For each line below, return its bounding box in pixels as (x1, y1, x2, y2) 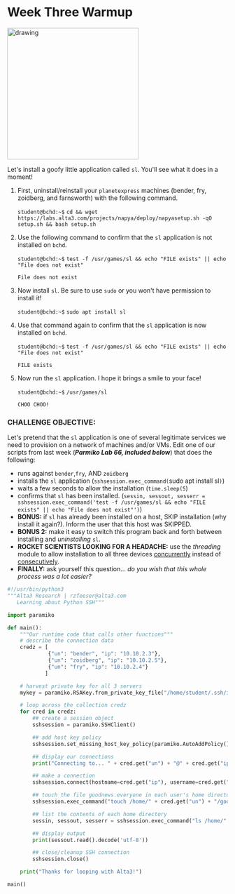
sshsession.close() (32, 855, 90, 863)
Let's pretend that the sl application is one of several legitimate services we (7, 433, 226, 442)
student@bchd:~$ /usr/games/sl (17, 389, 108, 396)
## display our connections (32, 753, 114, 760)
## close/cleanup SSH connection (32, 849, 130, 856)
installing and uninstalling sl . (17, 535, 101, 544)
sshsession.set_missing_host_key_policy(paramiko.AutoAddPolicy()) (32, 740, 233, 747)
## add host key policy (32, 734, 101, 741)
